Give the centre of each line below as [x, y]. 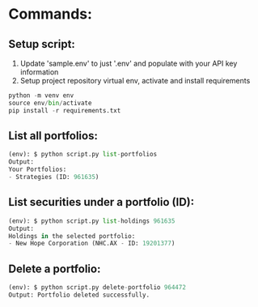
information [39, 72]
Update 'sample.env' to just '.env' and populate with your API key [129, 63]
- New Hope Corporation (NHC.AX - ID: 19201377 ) [92, 244]
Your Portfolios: [38, 170]
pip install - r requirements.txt [65, 110]
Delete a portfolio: [55, 269]
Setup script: [42, 44]
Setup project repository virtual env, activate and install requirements [135, 81]
